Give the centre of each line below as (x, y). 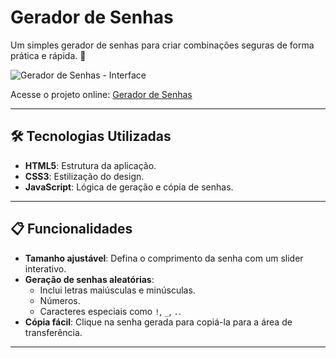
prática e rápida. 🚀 (48, 55)
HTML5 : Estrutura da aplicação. (90, 165)
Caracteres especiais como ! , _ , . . (110, 311)
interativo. (45, 268)
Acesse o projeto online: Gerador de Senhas (101, 94)
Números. (60, 300)
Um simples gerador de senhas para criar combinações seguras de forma (162, 45)
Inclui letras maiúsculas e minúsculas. (117, 290)
